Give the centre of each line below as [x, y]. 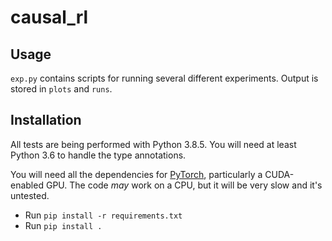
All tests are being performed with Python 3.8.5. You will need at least [153, 144]
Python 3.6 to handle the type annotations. [98, 155]
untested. [30, 195]
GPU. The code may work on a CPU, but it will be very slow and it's [184, 185]
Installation [46, 120]
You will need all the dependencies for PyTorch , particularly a [136, 174]
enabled [27, 185]
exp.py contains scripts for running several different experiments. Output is [164, 78]
